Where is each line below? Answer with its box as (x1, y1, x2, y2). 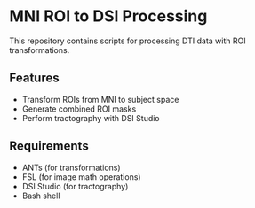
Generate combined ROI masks (21, 104, 137, 114)
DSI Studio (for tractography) (21, 181, 129, 191)
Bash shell (21, 190, 60, 201)
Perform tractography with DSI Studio (21, 112, 160, 123)
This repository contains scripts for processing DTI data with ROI (9, 35, 246, 46)
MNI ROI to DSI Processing (9, 6, 208, 27)
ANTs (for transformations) (21, 162, 122, 173)
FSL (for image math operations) (21, 171, 141, 182)
